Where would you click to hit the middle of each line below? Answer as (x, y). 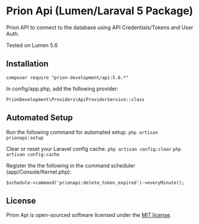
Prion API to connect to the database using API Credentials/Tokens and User (100, 27)
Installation (27, 64)
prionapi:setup (25, 138)
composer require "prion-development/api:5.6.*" (67, 78)
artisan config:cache (33, 154)
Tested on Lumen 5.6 (32, 45)
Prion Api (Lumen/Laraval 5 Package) (100, 11)
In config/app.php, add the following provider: (62, 89)
